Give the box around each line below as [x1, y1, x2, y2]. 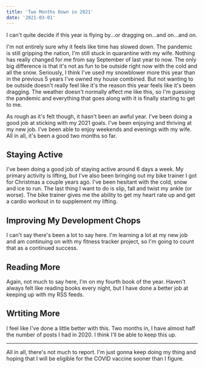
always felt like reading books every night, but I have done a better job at [6, 284, 188, 292]
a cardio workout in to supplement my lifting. [6, 198, 118, 205]
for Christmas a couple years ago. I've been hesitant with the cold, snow [6, 178, 188, 186]
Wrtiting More [6, 309, 61, 319]
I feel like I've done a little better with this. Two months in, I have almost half [6, 324, 195, 332]
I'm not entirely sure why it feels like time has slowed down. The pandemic [6, 43, 192, 50]
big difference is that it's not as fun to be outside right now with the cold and [6, 62, 197, 70]
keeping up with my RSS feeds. [6, 290, 84, 298]
